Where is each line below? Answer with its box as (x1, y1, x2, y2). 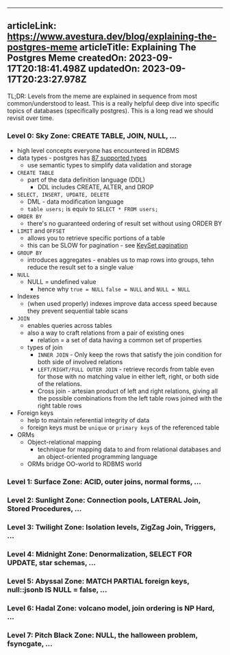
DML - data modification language (27, 198, 125, 206)
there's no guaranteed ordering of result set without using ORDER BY (27, 219, 222, 228)
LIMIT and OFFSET (16, 227, 66, 235)
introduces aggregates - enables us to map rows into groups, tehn (27, 256, 214, 264)
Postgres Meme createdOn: (7, 52, 127, 64)
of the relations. (37, 380, 82, 388)
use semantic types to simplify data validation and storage (27, 161, 192, 169)
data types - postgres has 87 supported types (16, 154, 147, 162)
